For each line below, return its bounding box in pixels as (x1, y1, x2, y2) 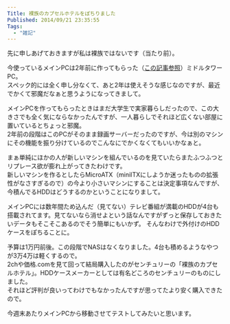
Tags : (7, 23, 23, 30)
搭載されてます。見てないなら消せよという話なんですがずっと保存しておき (7, 211, 216, 219)
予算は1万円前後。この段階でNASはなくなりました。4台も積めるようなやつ (7, 243, 218, 252)
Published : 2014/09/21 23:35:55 (7, 17, 100, 23)
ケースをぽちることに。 (7, 228, 73, 236)
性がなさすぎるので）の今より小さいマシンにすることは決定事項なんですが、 (7, 179, 223, 188)
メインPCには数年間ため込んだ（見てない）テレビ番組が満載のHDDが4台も (7, 203, 219, 211)
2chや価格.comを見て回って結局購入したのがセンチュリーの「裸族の (7, 260, 200, 269)
